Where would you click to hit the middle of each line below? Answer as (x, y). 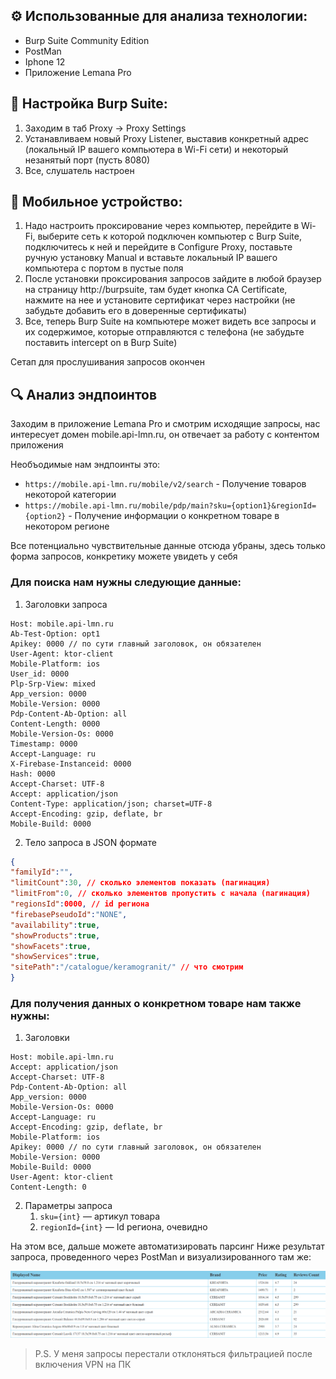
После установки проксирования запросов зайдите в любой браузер (173, 279)
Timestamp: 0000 (44, 744)
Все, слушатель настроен (79, 170)
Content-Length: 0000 (55, 724)
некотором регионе (67, 526)
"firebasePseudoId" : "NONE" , (69, 914)
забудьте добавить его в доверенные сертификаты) (136, 311)
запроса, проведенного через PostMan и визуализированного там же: (161, 1257)
